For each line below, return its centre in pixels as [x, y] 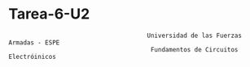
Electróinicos [33, 57]
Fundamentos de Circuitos [194, 49]
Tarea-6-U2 [49, 14]
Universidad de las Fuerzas [195, 36]
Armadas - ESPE [34, 42]
